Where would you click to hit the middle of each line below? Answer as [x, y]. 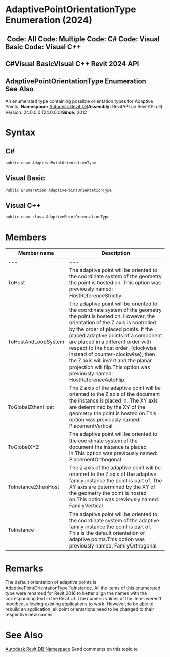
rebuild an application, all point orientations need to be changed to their [80, 609]
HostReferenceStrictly [95, 296]
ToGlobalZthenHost [31, 407]
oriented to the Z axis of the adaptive [113, 474]
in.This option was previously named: [113, 453]
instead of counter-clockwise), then [112, 354]
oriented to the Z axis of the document [115, 394]
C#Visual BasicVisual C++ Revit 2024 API [72, 64]
